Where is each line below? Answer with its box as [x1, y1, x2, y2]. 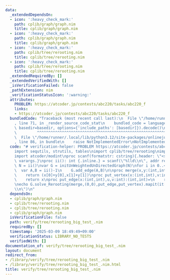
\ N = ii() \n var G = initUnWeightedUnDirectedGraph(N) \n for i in [14, 163, 155, 168]
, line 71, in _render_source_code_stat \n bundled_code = [14, 120, 146, 126]
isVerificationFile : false [10, 215, 67, 220]
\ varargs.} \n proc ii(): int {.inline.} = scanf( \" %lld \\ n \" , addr [14, 158, 159, 163]
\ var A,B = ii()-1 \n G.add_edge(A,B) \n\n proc [14, 168, 123, 173]
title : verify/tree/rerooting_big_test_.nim [5, 267, 101, 272]
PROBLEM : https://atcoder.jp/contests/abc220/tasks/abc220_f [14, 102, 146, 107]
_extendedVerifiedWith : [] [10, 78, 67, 83]
